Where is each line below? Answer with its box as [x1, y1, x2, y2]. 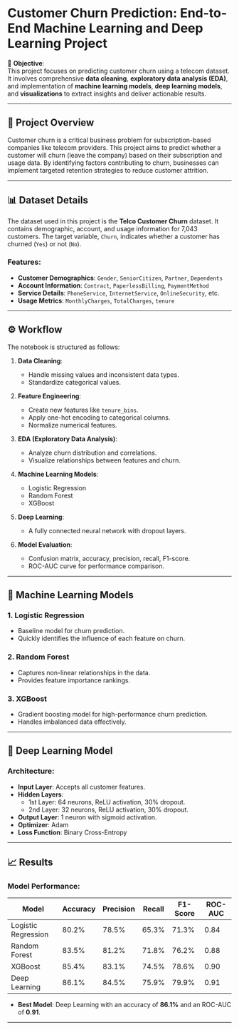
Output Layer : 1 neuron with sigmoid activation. [17, 812, 158, 822]
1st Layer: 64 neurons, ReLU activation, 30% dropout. [28, 797, 186, 806]
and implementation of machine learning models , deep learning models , [7, 81, 223, 90]
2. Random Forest [7, 652, 70, 662]
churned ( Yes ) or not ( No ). [7, 239, 82, 248]
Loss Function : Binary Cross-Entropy [17, 828, 127, 837]
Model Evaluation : [17, 540, 73, 549]
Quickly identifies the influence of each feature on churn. [17, 634, 186, 643]
